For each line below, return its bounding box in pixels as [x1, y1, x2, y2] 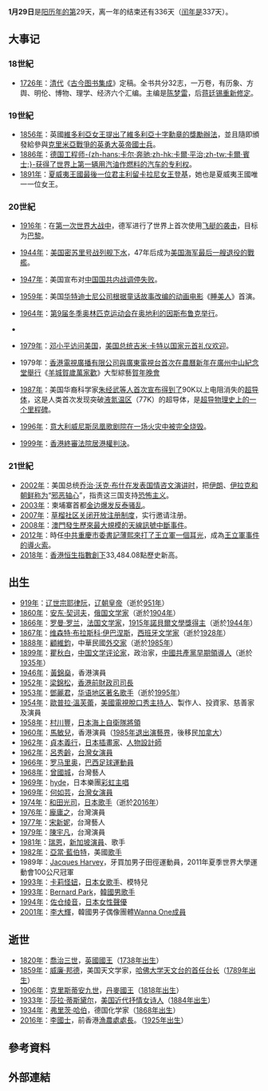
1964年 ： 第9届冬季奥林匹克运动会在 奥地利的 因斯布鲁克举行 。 [19, 309, 223, 318]
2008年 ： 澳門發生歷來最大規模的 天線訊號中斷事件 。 [19, 520, 191, 530]
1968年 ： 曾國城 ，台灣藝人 [19, 768, 106, 778]
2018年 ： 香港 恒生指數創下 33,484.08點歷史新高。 [19, 549, 182, 560]
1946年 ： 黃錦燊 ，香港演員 [19, 668, 106, 678]
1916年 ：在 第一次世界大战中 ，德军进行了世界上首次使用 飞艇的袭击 [19, 221, 238, 230]
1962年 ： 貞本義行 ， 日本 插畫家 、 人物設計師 [19, 738, 162, 747]
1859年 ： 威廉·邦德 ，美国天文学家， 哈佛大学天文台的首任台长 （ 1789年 [19, 966, 249, 975]
